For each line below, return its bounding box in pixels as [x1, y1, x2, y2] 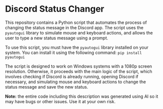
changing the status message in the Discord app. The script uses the [5, 24, 144, 30]
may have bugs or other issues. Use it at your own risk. [5, 98, 116, 104]
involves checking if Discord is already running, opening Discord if [5, 73, 139, 79]
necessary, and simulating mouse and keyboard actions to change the [5, 79, 146, 85]
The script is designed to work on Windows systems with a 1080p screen [5, 63, 152, 69]
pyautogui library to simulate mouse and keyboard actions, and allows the [5, 30, 153, 36]
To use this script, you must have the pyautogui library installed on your [5, 44, 149, 50]
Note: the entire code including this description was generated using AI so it [5, 93, 159, 99]
